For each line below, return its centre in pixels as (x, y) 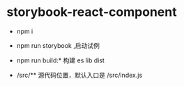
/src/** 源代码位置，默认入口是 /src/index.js (79, 75)
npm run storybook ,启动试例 (58, 45)
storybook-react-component (92, 12)
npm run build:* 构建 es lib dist (61, 60)
